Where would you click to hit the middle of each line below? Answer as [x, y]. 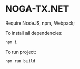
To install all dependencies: [34, 33]
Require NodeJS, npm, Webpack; [40, 23]
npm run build [20, 61]
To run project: [21, 52]
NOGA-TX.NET [37, 9]
